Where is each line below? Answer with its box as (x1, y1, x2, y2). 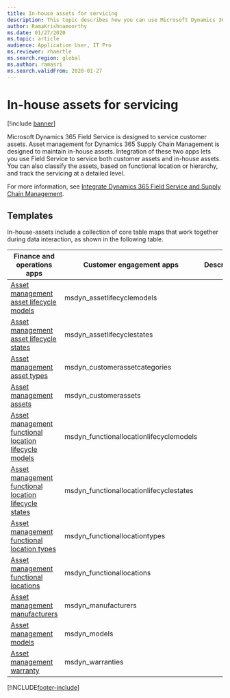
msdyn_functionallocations (64, 568, 151, 578)
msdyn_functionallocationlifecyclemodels (64, 432, 198, 442)
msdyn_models (64, 629, 114, 638)
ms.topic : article (7, 36, 60, 43)
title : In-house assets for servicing (7, 10, 118, 17)
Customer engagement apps (83, 260, 179, 269)
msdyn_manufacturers (64, 601, 137, 610)
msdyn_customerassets (64, 391, 141, 400)
